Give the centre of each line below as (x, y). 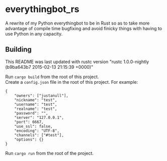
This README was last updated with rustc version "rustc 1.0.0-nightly (77, 62)
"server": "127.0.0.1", (39, 117)
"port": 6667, (29, 122)
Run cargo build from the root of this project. (52, 77)
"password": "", (31, 113)
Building (18, 49)
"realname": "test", (36, 109)
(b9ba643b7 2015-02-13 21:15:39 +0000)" (49, 67)
